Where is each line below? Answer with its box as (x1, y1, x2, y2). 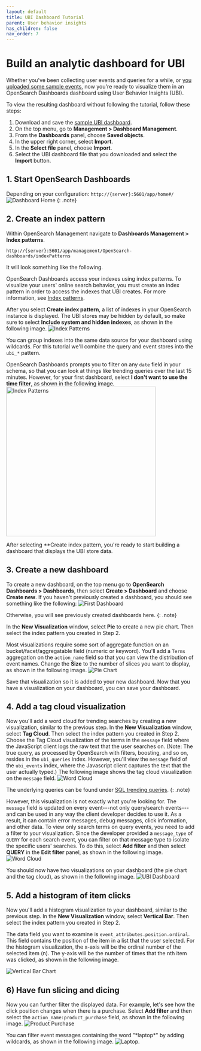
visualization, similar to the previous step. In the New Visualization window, (6, 724, 193, 731)
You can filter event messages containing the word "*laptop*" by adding (6, 1031, 184, 1038)
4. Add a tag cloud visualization (6, 701, 126, 712)
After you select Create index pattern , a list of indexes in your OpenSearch (6, 306, 191, 313)
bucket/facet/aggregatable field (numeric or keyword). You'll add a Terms (6, 647, 185, 654)
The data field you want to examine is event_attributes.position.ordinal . (6, 931, 190, 938)
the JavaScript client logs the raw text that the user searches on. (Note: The (6, 743, 193, 750)
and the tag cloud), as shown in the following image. (6, 873, 135, 880)
